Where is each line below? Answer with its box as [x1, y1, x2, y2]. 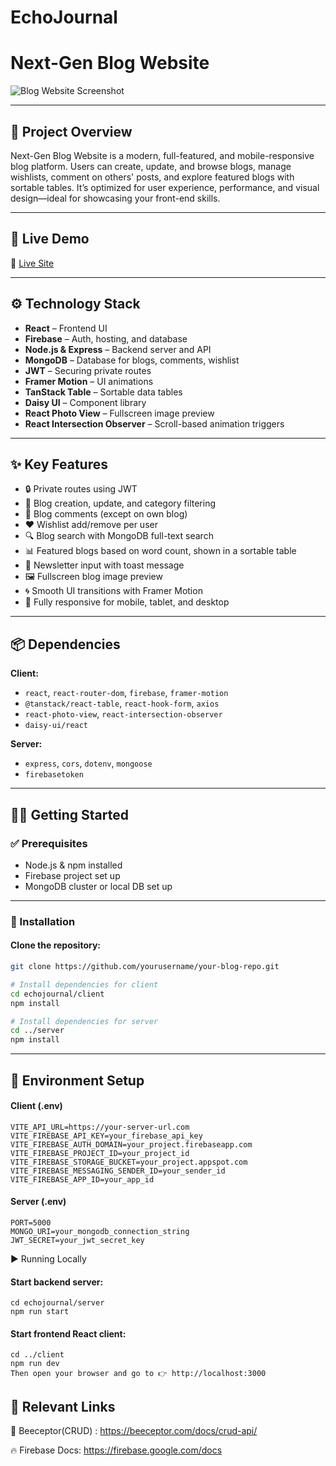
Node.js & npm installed [24, 859, 123, 871]
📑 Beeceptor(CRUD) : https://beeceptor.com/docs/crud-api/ [10, 1425, 258, 1437]
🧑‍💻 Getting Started [10, 806, 129, 823]
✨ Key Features [10, 456, 108, 473]
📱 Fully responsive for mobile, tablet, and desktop [24, 596, 230, 608]
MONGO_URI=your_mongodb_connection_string [10, 1226, 190, 1236]
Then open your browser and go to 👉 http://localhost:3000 [10, 1369, 267, 1379]
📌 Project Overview [10, 123, 133, 140]
